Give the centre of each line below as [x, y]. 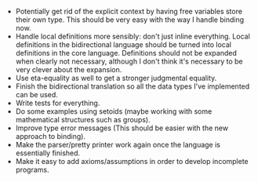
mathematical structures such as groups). [83, 120]
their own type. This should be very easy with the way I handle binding [130, 20]
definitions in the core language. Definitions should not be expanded [126, 53]
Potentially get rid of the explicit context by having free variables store [129, 11]
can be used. [37, 95]
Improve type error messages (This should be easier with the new [122, 128]
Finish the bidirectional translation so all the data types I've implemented [133, 86]
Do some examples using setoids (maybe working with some [114, 111]
